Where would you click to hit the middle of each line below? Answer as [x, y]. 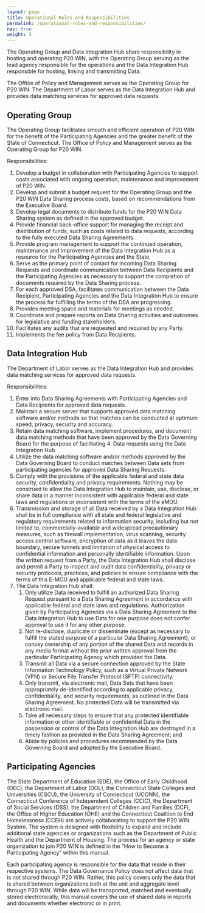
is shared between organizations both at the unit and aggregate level [93, 884]
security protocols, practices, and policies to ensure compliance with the [107, 573]
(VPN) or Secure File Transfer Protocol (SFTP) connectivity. [99, 676]
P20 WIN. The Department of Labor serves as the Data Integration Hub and [101, 89]
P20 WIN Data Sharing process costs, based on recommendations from [105, 198]
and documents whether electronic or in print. [64, 903]
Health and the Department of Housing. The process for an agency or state [101, 839]
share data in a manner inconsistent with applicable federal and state [102, 495]
